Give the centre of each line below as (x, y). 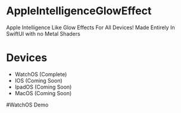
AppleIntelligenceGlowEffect (79, 11)
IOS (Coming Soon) (38, 80)
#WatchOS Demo (27, 105)
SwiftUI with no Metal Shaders (43, 33)
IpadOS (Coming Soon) (43, 87)
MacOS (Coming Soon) (43, 93)
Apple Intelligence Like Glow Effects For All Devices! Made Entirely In (90, 27)
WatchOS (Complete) (41, 74)
